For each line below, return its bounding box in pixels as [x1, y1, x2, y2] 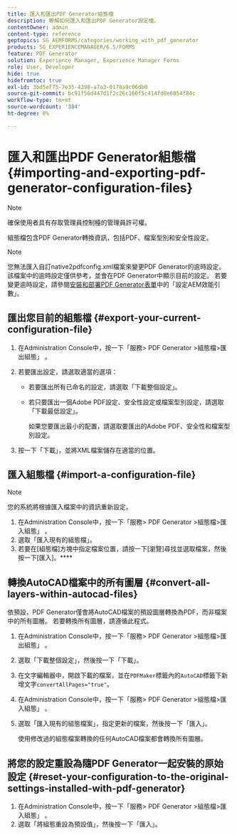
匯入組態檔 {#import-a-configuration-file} [7, 468, 196, 481]
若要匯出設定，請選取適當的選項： [17, 367, 118, 376]
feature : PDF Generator [7, 51, 78, 58]
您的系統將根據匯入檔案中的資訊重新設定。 [7, 503, 132, 511]
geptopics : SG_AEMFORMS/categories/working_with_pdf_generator [7, 37, 199, 44]
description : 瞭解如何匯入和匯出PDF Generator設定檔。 [7, 17, 159, 24]
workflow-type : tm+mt [7, 97, 72, 104]
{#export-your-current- [93, 312, 201, 324]
